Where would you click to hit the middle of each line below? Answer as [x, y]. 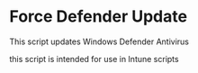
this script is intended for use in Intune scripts [94, 59]
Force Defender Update [98, 17]
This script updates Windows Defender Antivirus [99, 41]
